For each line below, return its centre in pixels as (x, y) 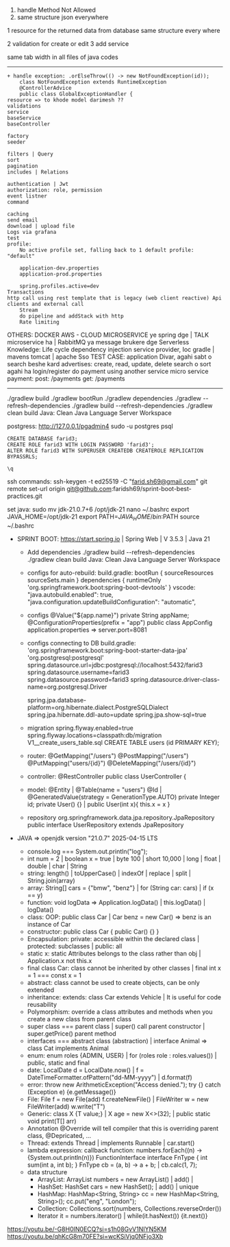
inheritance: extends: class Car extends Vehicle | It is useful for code (124, 997)
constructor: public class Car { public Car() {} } (93, 931)
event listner (27, 196)
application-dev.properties (59, 268)
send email (23, 220)
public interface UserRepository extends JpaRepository (105, 824)
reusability (42, 1004)
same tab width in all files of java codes (63, 57)
